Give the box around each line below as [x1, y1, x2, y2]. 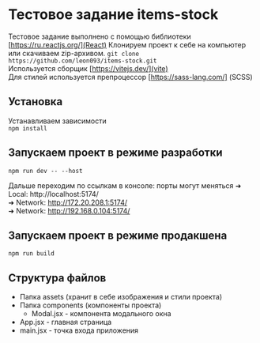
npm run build [8, 250, 55, 258]
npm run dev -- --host [8, 167, 83, 175]
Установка [8, 95, 63, 108]
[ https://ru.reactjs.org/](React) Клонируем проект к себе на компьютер [8, 40, 247, 49]
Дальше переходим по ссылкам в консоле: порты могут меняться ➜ [8, 180, 242, 190]
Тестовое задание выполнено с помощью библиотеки [8, 32, 191, 41]
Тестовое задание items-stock [8, 6, 219, 24]
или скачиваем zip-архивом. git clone [8, 48, 140, 58]
